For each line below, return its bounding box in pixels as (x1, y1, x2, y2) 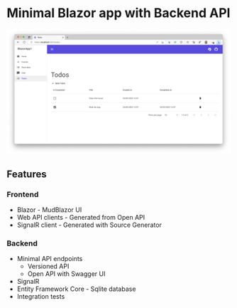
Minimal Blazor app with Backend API (6, 5, 231, 21)
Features (6, 168, 47, 180)
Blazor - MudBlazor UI (16, 206, 82, 214)
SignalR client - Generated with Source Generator (16, 221, 162, 229)
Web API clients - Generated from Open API (16, 213, 145, 222)
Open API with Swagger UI (27, 270, 106, 278)
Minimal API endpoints (16, 255, 83, 263)
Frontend (6, 189, 39, 199)
